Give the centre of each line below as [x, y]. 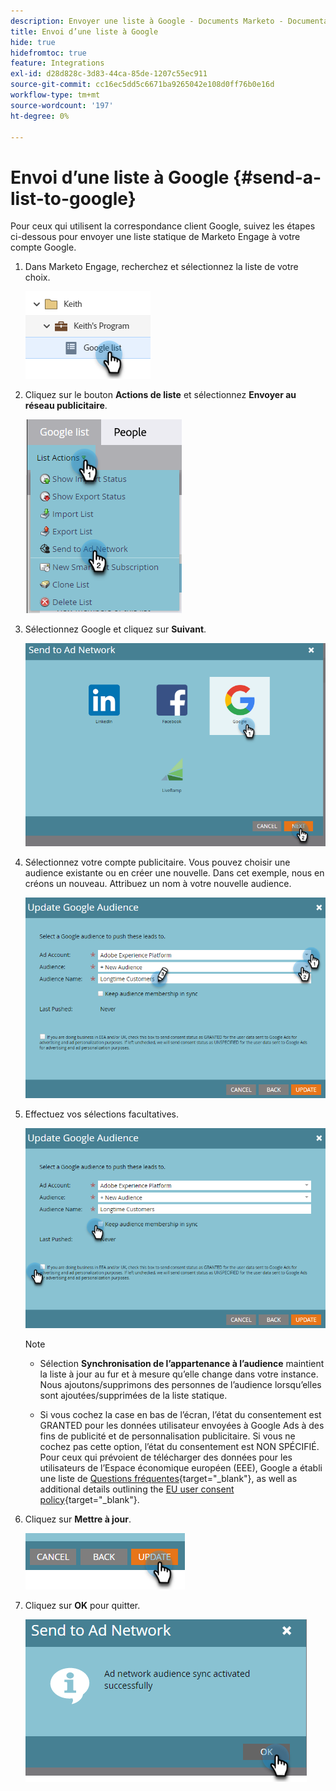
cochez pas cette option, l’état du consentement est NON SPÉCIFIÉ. [179, 1446]
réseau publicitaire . [66, 406]
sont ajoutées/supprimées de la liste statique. [133, 1395]
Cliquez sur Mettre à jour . [78, 1519]
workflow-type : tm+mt [55, 95]
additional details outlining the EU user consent [137, 1489]
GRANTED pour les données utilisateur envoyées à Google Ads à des [182, 1425]
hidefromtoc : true [48, 53]
